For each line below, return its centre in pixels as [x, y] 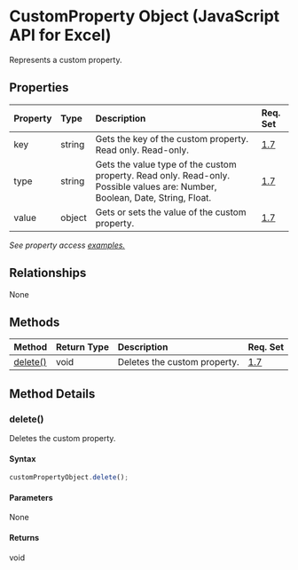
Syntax [23, 458]
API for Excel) [60, 35]
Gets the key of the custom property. [172, 139]
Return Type [82, 347]
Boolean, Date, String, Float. [153, 197]
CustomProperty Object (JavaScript [145, 16]
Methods [35, 322]
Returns [24, 537]
